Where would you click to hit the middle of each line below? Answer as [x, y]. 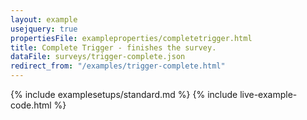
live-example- [268, 94]
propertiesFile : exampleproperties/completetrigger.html [131, 38]
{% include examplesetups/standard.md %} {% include [124, 94]
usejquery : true [44, 29]
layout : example [44, 19]
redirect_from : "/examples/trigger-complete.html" [118, 66]
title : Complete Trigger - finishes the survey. [113, 47]
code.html [31, 105]
